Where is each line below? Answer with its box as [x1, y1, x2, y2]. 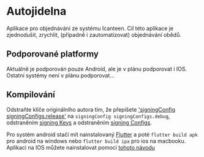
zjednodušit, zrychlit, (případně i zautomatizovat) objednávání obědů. [6, 31, 182, 38]
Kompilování [6, 90, 55, 100]
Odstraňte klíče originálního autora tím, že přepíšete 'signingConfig [6, 105, 176, 113]
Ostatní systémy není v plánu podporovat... [6, 72, 115, 79]
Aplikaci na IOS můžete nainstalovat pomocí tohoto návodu [6, 144, 155, 151]
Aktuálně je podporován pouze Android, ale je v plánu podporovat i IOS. [6, 65, 187, 72]
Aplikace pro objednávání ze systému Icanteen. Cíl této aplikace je [6, 25, 174, 32]
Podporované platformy [6, 49, 99, 59]
